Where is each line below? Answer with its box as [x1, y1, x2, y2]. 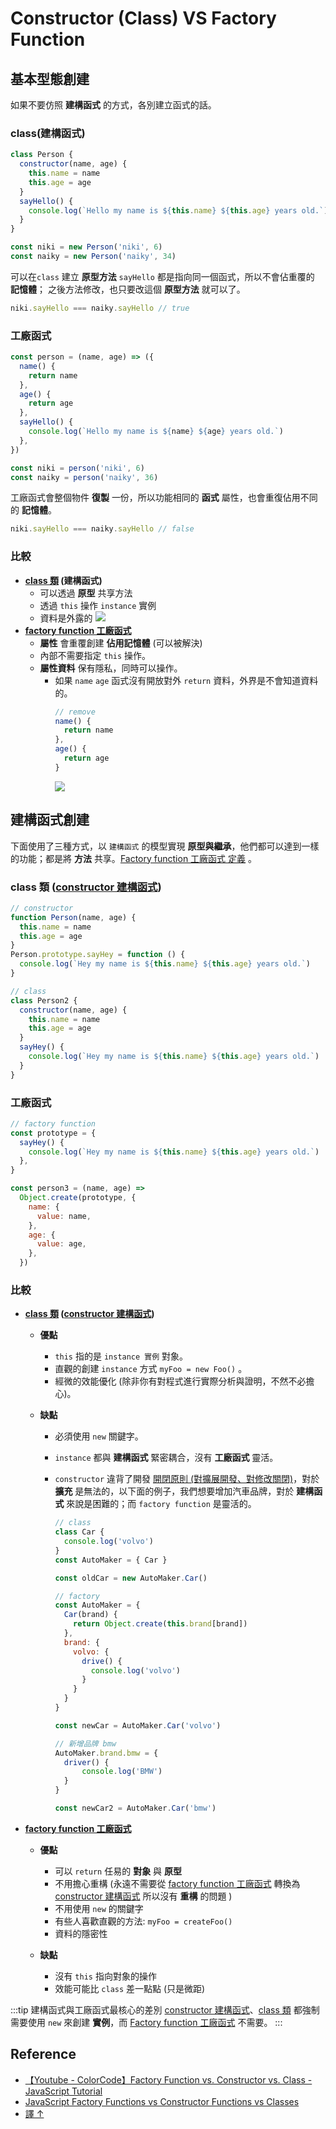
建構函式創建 [10, 812, 90, 829]
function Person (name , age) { [10, 912, 137, 922]
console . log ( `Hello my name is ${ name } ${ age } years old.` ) [28, 427, 284, 437]
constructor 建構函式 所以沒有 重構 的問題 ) [54, 1890, 233, 1902]
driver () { [63, 1757, 110, 1767]
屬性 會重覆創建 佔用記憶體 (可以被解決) [39, 637, 203, 649]
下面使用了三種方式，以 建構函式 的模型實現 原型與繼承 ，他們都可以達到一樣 [10, 840, 320, 852]
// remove [54, 707, 96, 717]
